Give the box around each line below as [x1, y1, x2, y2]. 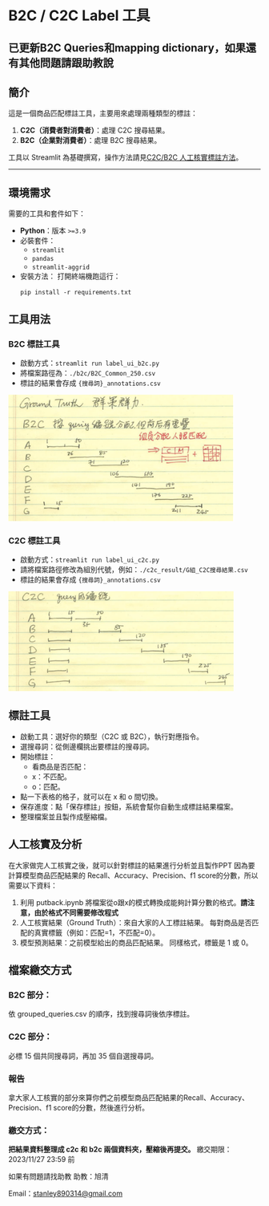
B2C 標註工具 [8, 338, 60, 349]
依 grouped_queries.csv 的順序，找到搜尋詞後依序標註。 [8, 1009, 195, 1019]
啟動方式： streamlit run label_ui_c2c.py [19, 554, 160, 565]
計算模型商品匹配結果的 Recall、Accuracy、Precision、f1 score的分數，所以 [8, 871, 259, 880]
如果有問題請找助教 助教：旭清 [8, 1171, 109, 1181]
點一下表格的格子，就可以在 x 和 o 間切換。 [19, 791, 163, 802]
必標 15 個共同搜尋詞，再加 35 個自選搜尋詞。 [8, 1051, 159, 1061]
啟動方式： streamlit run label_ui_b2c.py [19, 358, 160, 367]
